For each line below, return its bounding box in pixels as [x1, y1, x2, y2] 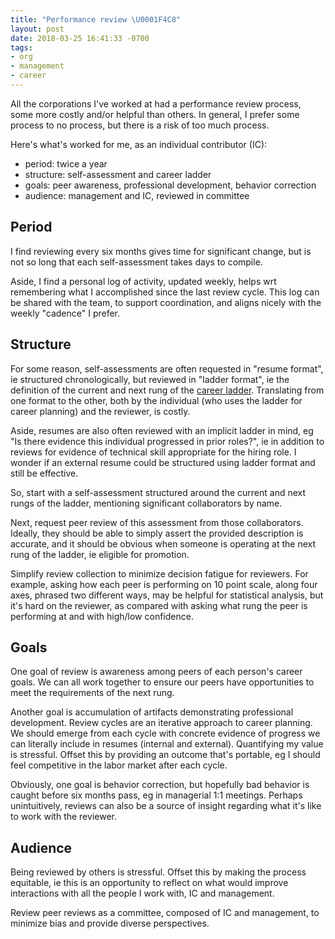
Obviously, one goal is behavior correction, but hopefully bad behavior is [10, 779, 310, 791]
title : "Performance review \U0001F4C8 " [10, 14, 182, 25]
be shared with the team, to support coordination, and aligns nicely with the [10, 296, 322, 308]
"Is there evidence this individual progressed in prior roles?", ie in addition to [10, 435, 325, 447]
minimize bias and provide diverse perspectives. [10, 917, 210, 930]
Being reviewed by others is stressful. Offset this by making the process [10, 866, 307, 878]
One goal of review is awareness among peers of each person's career [10, 666, 303, 678]
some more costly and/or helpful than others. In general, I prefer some [10, 108, 300, 120]
